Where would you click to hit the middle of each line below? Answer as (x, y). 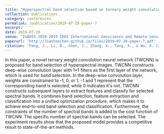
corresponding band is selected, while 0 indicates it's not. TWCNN (72, 85)
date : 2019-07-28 (23, 32)
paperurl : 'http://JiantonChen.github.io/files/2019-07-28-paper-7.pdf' (81, 41)
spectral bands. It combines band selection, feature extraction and (72, 96)
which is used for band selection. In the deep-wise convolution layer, (74, 75)
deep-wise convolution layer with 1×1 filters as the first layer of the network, (81, 70)
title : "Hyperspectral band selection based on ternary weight (71, 10)
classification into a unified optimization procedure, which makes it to (75, 101)
